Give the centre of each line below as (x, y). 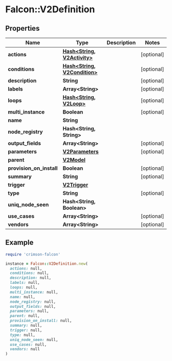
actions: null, (26, 268)
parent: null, (25, 316)
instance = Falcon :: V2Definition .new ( (47, 264)
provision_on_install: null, (41, 321)
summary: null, (26, 326)
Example (19, 243)
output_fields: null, (33, 306)
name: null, (23, 297)
